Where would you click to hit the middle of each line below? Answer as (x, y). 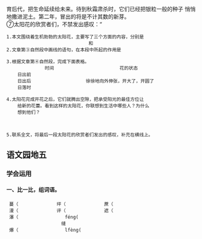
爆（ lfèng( (45, 230)
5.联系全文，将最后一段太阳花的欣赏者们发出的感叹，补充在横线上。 (80, 135)
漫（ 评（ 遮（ (61, 210)
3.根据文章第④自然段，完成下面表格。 (48, 62)
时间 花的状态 (92, 68)
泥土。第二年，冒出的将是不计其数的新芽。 (76, 16)
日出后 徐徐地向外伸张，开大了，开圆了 (86, 81)
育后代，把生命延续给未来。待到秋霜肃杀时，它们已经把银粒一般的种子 (95, 9)
